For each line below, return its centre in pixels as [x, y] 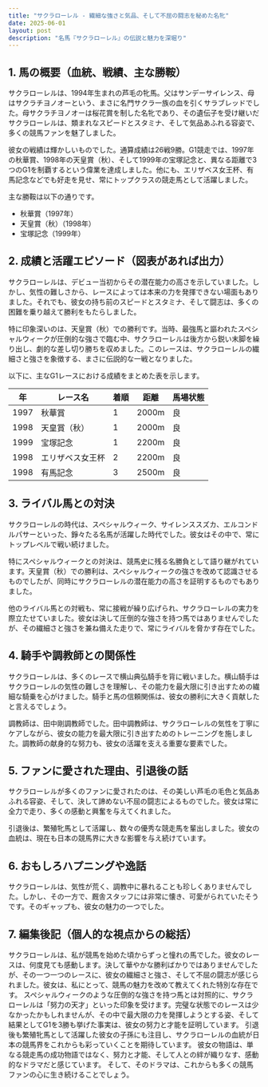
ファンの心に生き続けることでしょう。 [71, 1074]
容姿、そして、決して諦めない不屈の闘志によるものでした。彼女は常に [144, 801]
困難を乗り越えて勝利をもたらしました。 [75, 311]
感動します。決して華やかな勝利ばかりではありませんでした [161, 964]
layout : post [30, 30]
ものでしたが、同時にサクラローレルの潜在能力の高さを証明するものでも [127, 581]
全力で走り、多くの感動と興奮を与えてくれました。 [92, 812]
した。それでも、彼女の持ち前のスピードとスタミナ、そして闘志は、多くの [137, 302]
